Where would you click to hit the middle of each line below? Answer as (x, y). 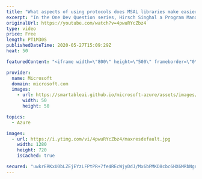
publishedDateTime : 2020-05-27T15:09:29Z (59, 46)
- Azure (21, 123)
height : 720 (32, 150)
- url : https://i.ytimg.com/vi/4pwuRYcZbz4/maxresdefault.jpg (91, 139)
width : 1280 (32, 145)
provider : (19, 73)
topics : (16, 117)
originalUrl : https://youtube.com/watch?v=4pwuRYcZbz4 (76, 23)
